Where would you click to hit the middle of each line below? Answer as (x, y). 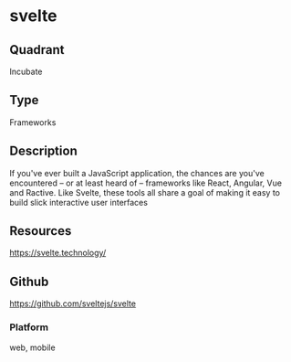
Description (43, 151)
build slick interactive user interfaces (79, 202)
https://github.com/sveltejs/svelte (73, 303)
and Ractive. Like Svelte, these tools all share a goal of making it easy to (145, 192)
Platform (29, 327)
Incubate (26, 71)
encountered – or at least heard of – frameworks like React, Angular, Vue (146, 183)
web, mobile (33, 347)
